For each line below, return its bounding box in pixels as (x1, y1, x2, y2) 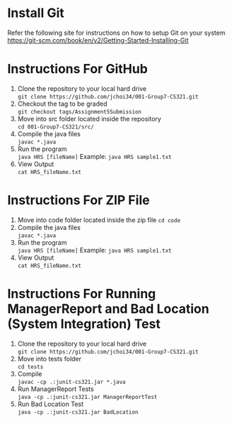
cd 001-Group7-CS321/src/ (17, 123, 94, 131)
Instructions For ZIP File (7, 192, 150, 209)
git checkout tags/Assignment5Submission (17, 108, 141, 115)
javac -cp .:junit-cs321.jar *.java (17, 378, 126, 385)
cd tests (17, 363, 44, 370)
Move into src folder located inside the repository (17, 114, 161, 123)
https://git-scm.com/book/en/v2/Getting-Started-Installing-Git (7, 35, 189, 44)
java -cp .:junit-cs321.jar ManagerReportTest (17, 393, 158, 400)
